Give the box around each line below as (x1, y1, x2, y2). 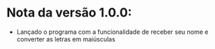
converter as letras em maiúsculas (16, 35, 116, 43)
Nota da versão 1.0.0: (6, 5, 132, 21)
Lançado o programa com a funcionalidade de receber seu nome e (16, 28, 209, 36)
